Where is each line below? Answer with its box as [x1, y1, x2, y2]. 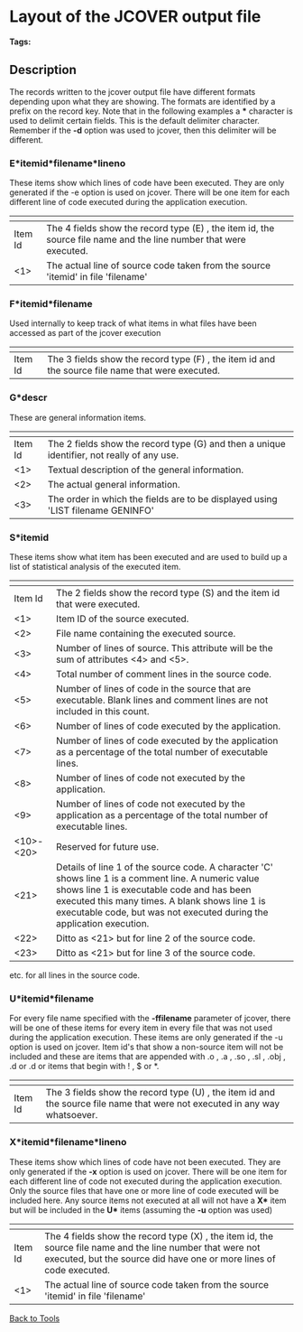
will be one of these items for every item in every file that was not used [9, 1022, 273, 1033]
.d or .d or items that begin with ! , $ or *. [9, 1061, 160, 1072]
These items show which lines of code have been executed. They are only [9, 178, 285, 189]
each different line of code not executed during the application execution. [9, 1176, 282, 1187]
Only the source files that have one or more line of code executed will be [9, 1185, 280, 1196]
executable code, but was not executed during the [55, 906, 269, 918]
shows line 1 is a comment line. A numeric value [55, 871, 260, 884]
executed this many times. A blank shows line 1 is [55, 894, 266, 907]
